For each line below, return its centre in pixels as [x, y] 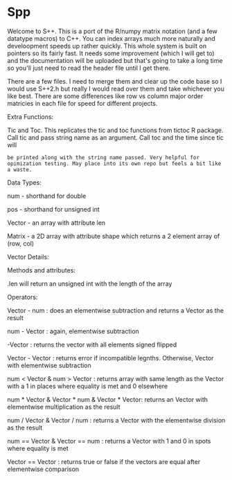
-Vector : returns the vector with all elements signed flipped [92, 344]
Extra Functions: [30, 117]
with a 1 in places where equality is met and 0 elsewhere [88, 386]
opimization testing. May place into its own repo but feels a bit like [114, 163]
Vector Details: [28, 257]
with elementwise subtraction [49, 365]
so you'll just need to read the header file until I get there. [89, 68]
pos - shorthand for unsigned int [54, 209]
